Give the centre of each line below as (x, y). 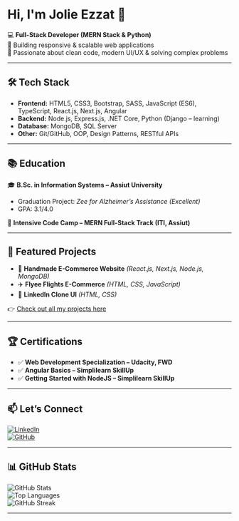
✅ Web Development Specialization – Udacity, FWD (95, 362)
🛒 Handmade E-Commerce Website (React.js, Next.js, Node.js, (111, 269)
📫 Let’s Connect (45, 409)
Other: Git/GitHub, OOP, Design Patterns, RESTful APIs (98, 133)
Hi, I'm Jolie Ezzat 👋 (67, 15)
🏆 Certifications (45, 341)
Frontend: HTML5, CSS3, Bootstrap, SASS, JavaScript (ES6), (107, 103)
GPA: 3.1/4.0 (35, 209)
